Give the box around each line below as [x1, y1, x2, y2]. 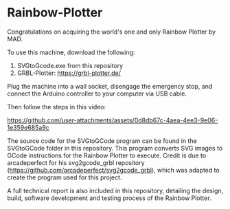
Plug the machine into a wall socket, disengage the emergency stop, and [7, 82, 213, 90]
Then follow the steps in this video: [7, 102, 106, 111]
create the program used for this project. [7, 173, 122, 181]
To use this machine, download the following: [7, 48, 135, 56]
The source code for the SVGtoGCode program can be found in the [7, 136, 197, 145]
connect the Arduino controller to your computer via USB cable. [7, 89, 187, 98]
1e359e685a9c [7, 123, 49, 131]
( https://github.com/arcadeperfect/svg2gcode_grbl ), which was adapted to [7, 166, 220, 174]
